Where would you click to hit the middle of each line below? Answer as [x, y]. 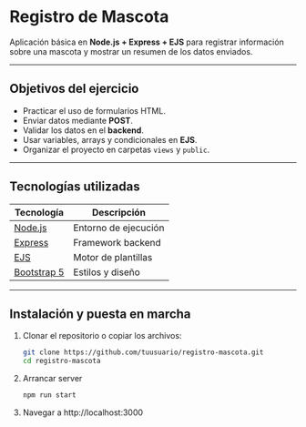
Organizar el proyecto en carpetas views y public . [116, 149]
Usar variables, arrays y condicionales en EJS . [110, 139]
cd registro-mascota [61, 361]
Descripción [118, 212]
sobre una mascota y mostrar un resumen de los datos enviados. [131, 51]
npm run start [49, 395]
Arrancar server [52, 379]
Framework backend [117, 242]
